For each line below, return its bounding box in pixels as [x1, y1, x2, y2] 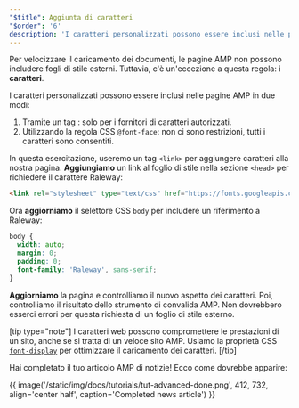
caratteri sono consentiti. [21, 135, 114, 147]
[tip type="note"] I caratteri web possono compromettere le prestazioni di [9, 326, 279, 337]
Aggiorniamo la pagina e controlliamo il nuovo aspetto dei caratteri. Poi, [9, 290, 273, 300]
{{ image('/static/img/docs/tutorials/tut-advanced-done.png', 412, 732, [9, 379, 269, 390]
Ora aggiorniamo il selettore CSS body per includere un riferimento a [9, 206, 261, 216]
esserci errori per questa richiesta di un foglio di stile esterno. [9, 308, 235, 319]
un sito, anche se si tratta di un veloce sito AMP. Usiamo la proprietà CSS [9, 335, 278, 346]
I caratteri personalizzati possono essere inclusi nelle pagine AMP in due [9, 90, 276, 101]
